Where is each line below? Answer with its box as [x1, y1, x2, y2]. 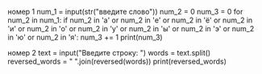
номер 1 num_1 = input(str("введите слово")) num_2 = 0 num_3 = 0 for [7, 7, 243, 16]
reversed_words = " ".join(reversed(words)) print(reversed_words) [7, 56, 227, 66]
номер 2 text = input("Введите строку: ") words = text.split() [7, 48, 211, 57]
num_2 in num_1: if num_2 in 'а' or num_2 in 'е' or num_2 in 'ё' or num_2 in [7, 15, 253, 25]
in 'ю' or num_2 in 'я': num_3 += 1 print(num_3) [7, 32, 163, 42]
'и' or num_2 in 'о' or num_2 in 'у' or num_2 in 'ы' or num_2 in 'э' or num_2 [7, 24, 255, 33]
